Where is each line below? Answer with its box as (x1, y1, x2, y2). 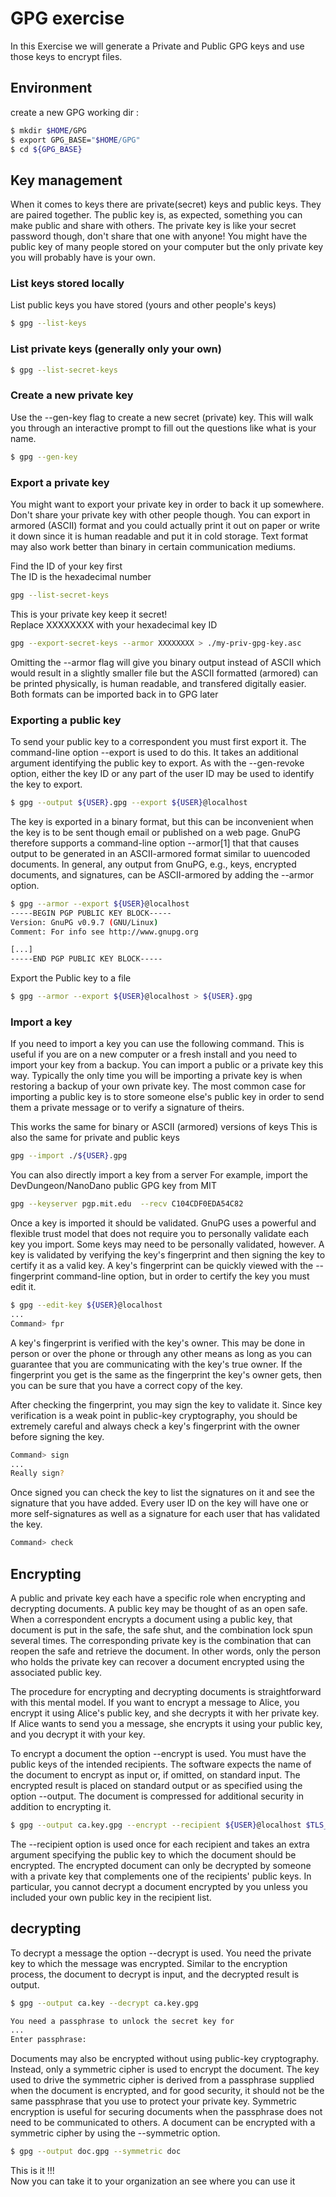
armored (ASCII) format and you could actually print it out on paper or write (10, 520, 321, 531)
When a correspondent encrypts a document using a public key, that (10, 1613, 293, 1626)
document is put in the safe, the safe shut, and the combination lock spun (10, 1624, 313, 1636)
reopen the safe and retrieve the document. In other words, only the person (10, 1645, 321, 1657)
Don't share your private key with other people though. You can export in (10, 509, 311, 521)
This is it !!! (10, 2165, 55, 2177)
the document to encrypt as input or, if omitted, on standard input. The (10, 1769, 301, 1781)
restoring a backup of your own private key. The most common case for (10, 1080, 307, 1092)
